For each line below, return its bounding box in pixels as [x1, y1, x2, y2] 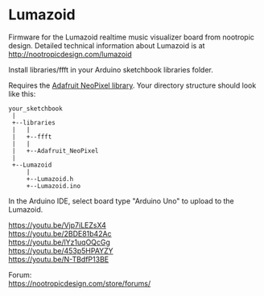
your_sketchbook [8, 105, 63, 113]
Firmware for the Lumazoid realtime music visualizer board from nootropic [8, 32, 255, 42]
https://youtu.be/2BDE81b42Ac [8, 228, 112, 238]
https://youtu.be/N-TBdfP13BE [8, 254, 109, 264]
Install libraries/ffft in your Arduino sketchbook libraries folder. [8, 64, 213, 74]
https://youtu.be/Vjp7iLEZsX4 [8, 220, 106, 230]
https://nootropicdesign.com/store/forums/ [8, 278, 151, 288]
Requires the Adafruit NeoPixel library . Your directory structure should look [8, 80, 257, 90]
